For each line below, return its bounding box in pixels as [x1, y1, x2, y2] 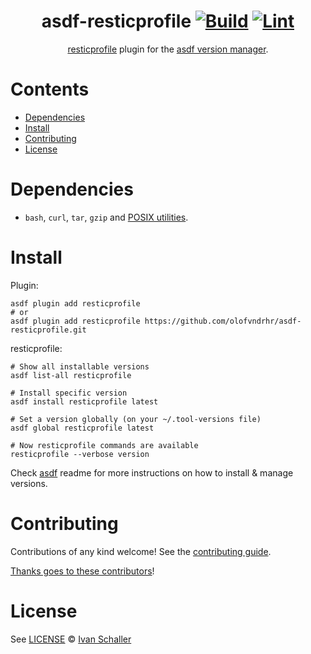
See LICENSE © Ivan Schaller [10, 633, 132, 645]
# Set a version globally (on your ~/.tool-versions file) [10, 414, 262, 424]
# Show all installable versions [10, 361, 150, 372]
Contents [10, 78, 90, 101]
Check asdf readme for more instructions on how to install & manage [10, 466, 294, 479]
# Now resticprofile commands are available [10, 440, 199, 450]
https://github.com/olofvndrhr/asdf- [144, 316, 302, 326]
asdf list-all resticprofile [10, 370, 132, 380]
